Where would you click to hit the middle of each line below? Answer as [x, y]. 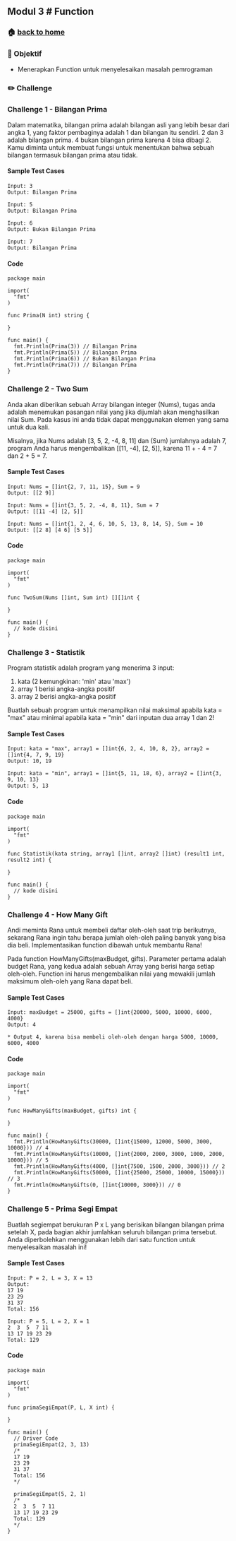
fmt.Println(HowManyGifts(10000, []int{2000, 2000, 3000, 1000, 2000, [119, 1155]
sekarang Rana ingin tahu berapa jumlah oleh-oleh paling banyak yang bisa [117, 937]
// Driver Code [36, 1439]
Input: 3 [20, 187]
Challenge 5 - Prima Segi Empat [63, 1209]
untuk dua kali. [29, 427]
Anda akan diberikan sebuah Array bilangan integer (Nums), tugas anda [111, 404]
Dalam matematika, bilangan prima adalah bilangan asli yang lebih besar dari [118, 125]
